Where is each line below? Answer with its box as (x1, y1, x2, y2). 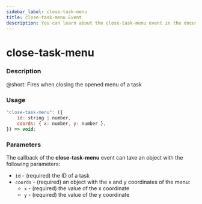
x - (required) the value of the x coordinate (23, 184, 130, 192)
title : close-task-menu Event (6, 14, 82, 20)
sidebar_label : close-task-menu (6, 8, 87, 15)
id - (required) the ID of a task (14, 172, 90, 179)
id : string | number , (17, 115, 71, 121)
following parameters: (6, 160, 61, 167)
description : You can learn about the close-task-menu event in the (6, 20, 182, 26)
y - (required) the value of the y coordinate (23, 191, 130, 198)
